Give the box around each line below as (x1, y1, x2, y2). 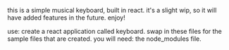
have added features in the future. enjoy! (7, 13, 125, 22)
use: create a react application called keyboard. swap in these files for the (7, 27, 222, 35)
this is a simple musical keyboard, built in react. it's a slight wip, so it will (7, 6, 217, 14)
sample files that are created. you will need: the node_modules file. (7, 35, 202, 43)
